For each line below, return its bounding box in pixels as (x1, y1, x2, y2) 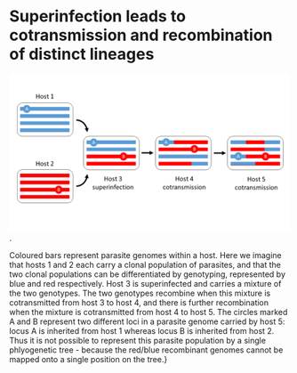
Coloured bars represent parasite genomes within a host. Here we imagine (9, 250, 282, 261)
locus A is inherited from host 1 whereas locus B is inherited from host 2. (9, 326, 275, 337)
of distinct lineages (9, 45, 155, 64)
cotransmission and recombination (9, 25, 273, 45)
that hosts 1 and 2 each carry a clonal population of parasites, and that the (9, 260, 282, 271)
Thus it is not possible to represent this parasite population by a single (9, 336, 267, 346)
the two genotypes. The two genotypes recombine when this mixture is (9, 288, 271, 299)
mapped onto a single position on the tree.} (9, 354, 168, 365)
